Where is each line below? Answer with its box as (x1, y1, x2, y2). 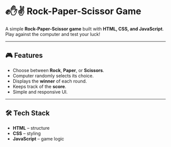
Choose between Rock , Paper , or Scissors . (12, 67, 104, 73)
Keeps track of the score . (12, 83, 67, 89)
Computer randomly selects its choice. (12, 72, 94, 79)
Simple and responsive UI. (12, 89, 68, 95)
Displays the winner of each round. (12, 78, 88, 84)
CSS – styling (12, 130, 41, 136)
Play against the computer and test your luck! (5, 31, 100, 37)
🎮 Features (5, 51, 43, 60)
